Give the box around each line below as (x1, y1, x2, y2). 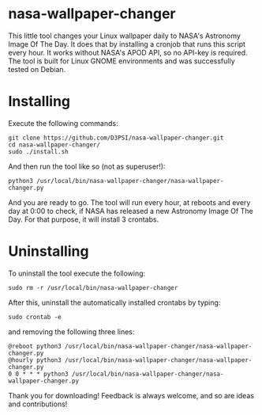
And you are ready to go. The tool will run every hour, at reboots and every (8, 197, 251, 207)
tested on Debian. (8, 64, 66, 74)
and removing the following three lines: (8, 326, 135, 337)
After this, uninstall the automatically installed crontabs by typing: (8, 298, 221, 307)
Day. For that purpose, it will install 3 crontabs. (8, 215, 159, 224)
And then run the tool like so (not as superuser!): (8, 162, 166, 171)
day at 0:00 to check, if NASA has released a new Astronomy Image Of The (8, 206, 254, 215)
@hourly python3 (8, 356, 62, 364)
